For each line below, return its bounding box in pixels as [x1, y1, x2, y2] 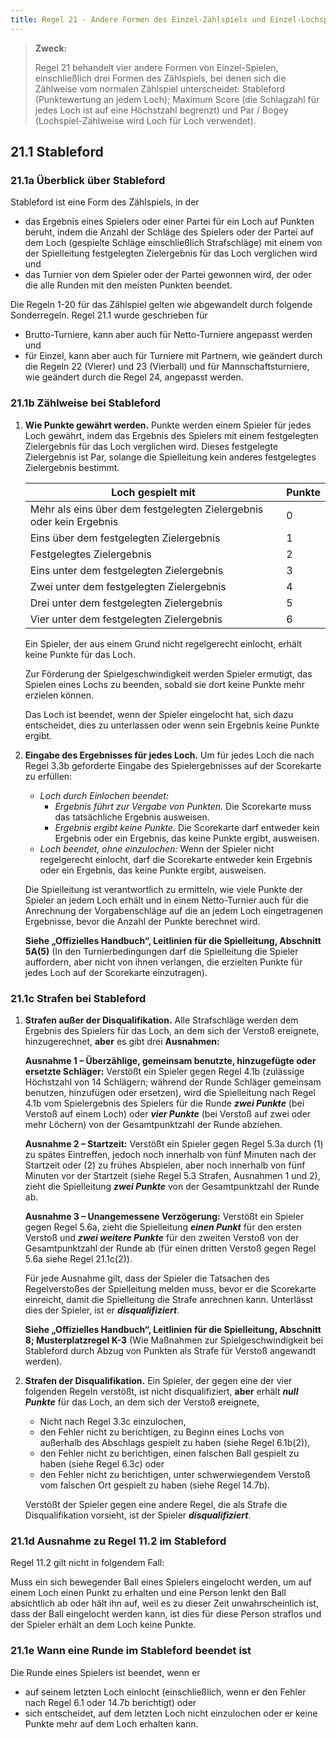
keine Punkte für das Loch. [24, 648, 136, 660]
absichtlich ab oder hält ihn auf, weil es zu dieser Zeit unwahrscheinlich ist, [10, 1597, 319, 1610]
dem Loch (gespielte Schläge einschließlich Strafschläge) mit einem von [24, 237, 323, 249]
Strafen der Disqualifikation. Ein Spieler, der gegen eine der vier [24, 1374, 293, 1386]
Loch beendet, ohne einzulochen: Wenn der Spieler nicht [39, 842, 275, 855]
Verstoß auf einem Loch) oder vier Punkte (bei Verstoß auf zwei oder [24, 1107, 312, 1120]
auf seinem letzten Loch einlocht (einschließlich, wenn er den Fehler [24, 1686, 307, 1698]
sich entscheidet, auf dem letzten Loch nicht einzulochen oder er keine [24, 1707, 318, 1719]
